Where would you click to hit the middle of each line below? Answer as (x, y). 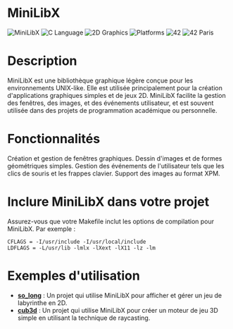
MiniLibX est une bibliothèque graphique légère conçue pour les (100, 80)
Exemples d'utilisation (74, 275)
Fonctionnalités (54, 139)
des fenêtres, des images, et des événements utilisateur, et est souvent (111, 103)
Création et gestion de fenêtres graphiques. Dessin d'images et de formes (115, 158)
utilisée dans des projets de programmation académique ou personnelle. (112, 110)
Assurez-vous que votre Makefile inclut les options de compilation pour (111, 221)
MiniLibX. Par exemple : (42, 229)
